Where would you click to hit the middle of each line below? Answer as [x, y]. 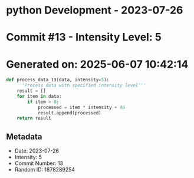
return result [34, 118]
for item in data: [39, 96]
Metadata [24, 136]
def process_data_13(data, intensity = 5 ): [58, 80]
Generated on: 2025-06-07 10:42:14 [97, 64]
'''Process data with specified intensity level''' [81, 85]
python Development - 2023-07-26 [95, 10]
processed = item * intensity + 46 [81, 107]
